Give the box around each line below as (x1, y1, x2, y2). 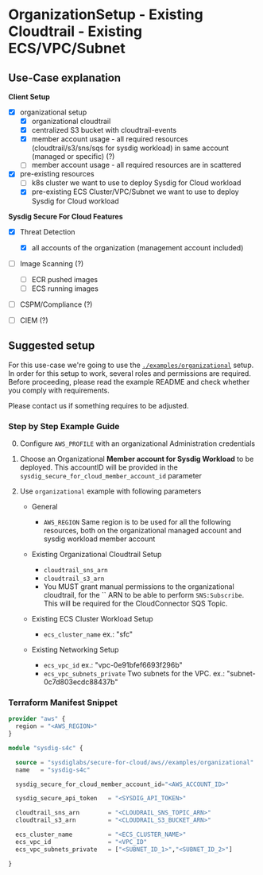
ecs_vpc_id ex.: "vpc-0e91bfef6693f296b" (43, 660, 183, 670)
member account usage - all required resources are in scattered (31, 161, 242, 170)
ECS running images (31, 284, 99, 293)
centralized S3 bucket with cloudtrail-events (31, 126, 177, 135)
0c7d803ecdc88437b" (43, 677, 118, 687)
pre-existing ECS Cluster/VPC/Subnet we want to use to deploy (31, 187, 240, 196)
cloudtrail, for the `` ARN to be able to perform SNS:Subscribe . (43, 590, 245, 600)
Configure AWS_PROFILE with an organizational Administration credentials (19, 439, 256, 448)
